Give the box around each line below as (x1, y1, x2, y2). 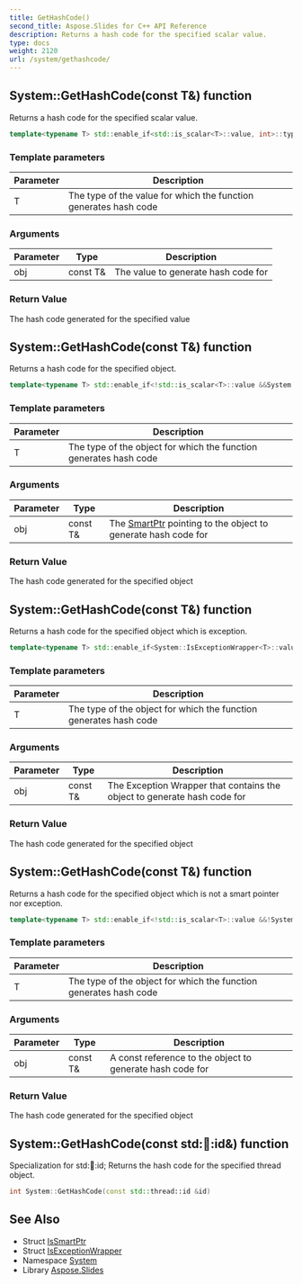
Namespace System (22, 1254, 97, 1265)
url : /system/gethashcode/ (9, 55, 111, 64)
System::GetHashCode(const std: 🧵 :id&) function (9, 1136, 289, 1152)
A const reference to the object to (109, 1052, 252, 1064)
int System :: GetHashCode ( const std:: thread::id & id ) (9, 1187, 211, 1197)
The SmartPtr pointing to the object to (109, 516, 269, 529)
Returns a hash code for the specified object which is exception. (9, 625, 248, 636)
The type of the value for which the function (67, 189, 254, 202)
